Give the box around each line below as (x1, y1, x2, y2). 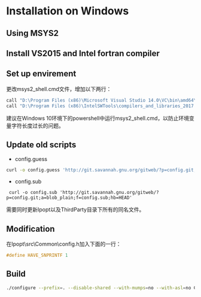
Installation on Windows (6, 4, 129, 18)
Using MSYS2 (6, 28, 59, 38)
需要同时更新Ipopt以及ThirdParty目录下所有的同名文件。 (6, 206, 145, 213)
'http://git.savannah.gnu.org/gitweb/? (59, 190, 160, 196)
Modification (6, 223, 55, 234)
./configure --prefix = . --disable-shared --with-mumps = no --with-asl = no (6, 284, 191, 291)
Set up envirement (6, 69, 77, 79)
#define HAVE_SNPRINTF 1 (6, 253, 68, 259)
